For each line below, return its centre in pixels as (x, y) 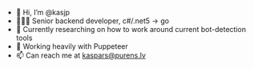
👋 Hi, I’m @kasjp (43, 12)
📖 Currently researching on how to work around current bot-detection (131, 29)
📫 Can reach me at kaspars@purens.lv (81, 55)
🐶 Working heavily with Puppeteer (72, 46)
